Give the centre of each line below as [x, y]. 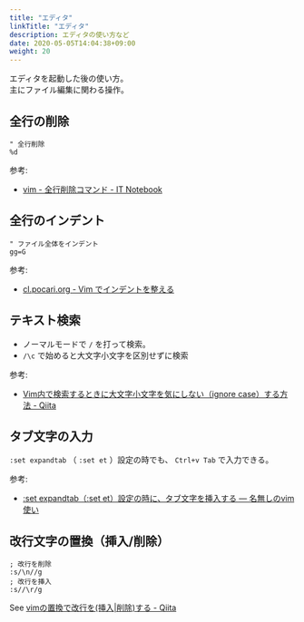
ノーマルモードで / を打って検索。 [87, 344]
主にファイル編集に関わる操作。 [69, 90]
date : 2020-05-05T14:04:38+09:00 [73, 43]
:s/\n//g [26, 572]
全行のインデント [57, 221]
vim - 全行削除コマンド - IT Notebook [93, 189]
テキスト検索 [45, 321]
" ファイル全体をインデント [54, 244]
